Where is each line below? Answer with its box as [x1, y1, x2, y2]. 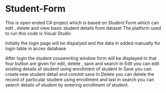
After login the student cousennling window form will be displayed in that [5, 55, 157, 61]
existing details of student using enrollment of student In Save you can [5, 66, 152, 72]
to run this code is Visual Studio [5, 30, 71, 36]
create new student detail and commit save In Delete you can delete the [5, 71, 154, 77]
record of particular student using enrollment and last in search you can [5, 76, 154, 82]
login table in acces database [5, 45, 67, 51]
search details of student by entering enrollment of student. [5, 81, 129, 88]
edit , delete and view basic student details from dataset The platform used [5, 25, 161, 31]
